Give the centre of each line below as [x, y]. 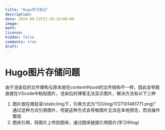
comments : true [21, 42]
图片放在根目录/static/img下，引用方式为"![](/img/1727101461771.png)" [84, 104]
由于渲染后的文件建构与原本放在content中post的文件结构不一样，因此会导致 [82, 87]
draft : [12, 46]
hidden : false [20, 38]
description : [19, 14]
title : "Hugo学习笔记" [27, 10]
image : [12, 23]
